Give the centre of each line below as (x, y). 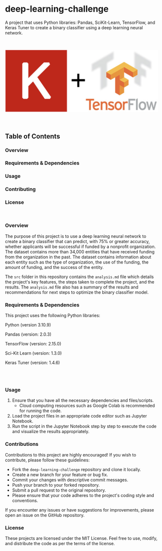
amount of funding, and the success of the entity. (54, 267)
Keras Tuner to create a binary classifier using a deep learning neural (74, 27)
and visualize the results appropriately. (51, 432)
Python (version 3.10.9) (28, 325)
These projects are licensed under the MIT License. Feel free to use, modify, (81, 538)
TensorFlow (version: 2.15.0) (33, 344)
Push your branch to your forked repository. (56, 485)
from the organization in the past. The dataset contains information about (78, 257)
